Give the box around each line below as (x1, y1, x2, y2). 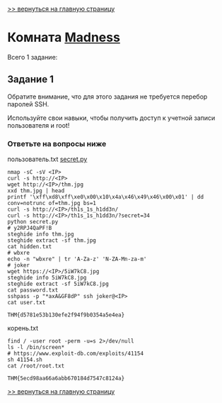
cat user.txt (7, 299, 46, 307)
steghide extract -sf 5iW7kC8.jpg (7, 280, 110, 288)
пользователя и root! (7, 121, 70, 129)
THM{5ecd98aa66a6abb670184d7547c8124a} (7, 375, 125, 382)
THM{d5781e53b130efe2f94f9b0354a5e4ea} (7, 311, 125, 319)
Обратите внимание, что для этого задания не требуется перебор (7, 92, 208, 101)
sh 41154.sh (7, 356, 42, 363)
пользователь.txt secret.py (7, 155, 88, 164)
